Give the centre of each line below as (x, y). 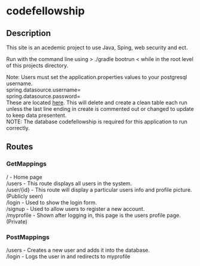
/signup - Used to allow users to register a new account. (75, 208)
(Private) (17, 221)
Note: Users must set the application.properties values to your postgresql (97, 77)
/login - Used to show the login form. (51, 202)
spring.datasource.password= (43, 96)
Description (28, 33)
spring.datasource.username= (44, 90)
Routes (20, 147)
